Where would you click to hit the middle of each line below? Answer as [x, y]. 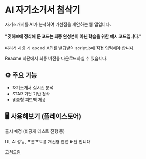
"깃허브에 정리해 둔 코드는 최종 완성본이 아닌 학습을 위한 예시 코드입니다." [73, 36]
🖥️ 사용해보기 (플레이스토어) [43, 117]
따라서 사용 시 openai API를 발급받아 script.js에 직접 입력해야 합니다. [70, 48]
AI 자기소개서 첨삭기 [43, 10]
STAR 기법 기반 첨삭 [31, 94]
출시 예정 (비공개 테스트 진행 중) [35, 131]
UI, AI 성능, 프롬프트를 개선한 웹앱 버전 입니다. [48, 142]
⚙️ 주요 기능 [21, 75]
